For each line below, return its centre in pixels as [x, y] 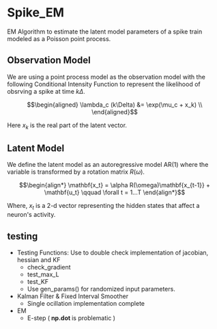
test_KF [38, 281]
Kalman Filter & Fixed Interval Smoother [72, 296]
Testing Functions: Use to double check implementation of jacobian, [113, 252]
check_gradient [49, 267]
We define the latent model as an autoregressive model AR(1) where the [108, 165]
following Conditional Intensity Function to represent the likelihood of [104, 84]
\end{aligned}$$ [115, 111]
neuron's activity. [31, 215]
